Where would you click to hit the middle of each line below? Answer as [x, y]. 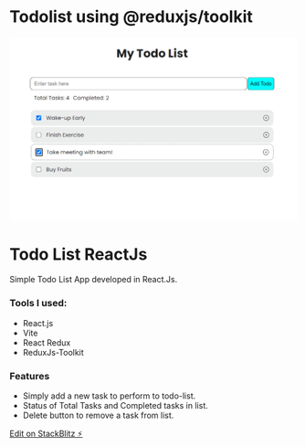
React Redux [47, 342]
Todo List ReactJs [79, 254]
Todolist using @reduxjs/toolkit [131, 17]
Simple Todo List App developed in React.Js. [94, 280]
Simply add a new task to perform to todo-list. [109, 396]
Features [30, 376]
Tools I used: [38, 303]
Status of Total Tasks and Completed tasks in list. [115, 405]
